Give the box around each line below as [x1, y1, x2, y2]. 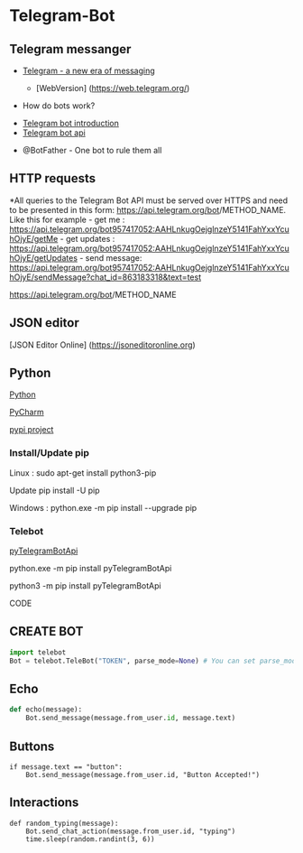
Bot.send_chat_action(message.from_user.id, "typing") [25, 827, 236, 836]
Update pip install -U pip [9, 485, 101, 496]
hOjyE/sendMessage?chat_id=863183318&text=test [9, 272, 201, 283]
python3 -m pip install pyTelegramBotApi [9, 580, 161, 591]
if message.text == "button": [9, 762, 124, 772]
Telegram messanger [9, 42, 132, 57]
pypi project [9, 424, 54, 435]
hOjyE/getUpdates [9, 252, 78, 263]
